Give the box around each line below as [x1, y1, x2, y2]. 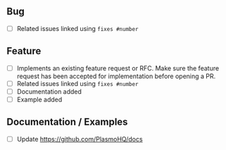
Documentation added [16, 87, 82, 96]
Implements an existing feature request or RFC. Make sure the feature [16, 63, 220, 73]
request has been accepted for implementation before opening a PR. [16, 72, 216, 80]
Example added [16, 95, 63, 104]
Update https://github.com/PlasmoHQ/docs [16, 135, 143, 143]
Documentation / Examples [6, 116, 128, 128]
